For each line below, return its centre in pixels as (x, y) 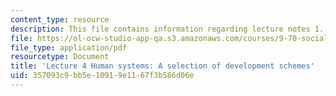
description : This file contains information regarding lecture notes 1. (167, 29)
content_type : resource (60, 19)
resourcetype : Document (60, 57)
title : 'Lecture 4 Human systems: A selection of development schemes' (162, 66)
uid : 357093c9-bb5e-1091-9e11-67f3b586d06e (102, 76)
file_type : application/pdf (69, 47)
